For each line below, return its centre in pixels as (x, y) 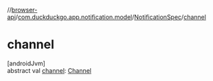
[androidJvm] (26, 63)
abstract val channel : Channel (49, 70)
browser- (24, 10)
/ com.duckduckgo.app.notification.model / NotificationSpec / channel (111, 17)
